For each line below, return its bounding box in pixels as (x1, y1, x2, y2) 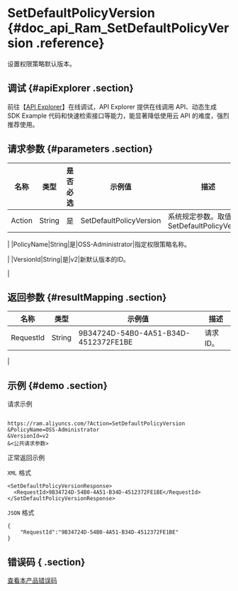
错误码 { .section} (7, 556, 86, 568)
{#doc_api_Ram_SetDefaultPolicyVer (7, 20, 229, 36)
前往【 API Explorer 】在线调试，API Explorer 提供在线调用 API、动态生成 (7, 102, 217, 111)
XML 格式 (7, 468, 32, 477)
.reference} (35, 35, 105, 51)
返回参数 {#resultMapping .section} (7, 291, 167, 303)
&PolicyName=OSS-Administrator (7, 426, 100, 433)
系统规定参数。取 (167, 211, 225, 221)
